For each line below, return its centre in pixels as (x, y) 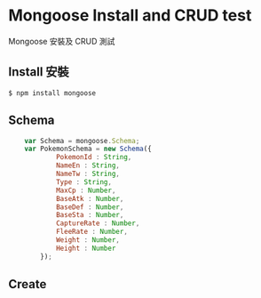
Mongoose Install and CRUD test (130, 16)
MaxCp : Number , (86, 190)
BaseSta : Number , (90, 215)
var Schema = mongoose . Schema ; (82, 141)
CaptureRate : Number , (98, 223)
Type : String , (84, 182)
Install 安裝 (39, 72)
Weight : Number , (88, 240)
